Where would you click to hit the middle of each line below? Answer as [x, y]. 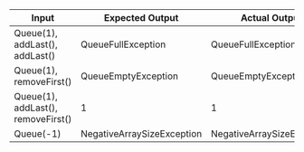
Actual [255, 18]
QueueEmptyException [129, 76]
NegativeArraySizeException [141, 133]
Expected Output [141, 18]
